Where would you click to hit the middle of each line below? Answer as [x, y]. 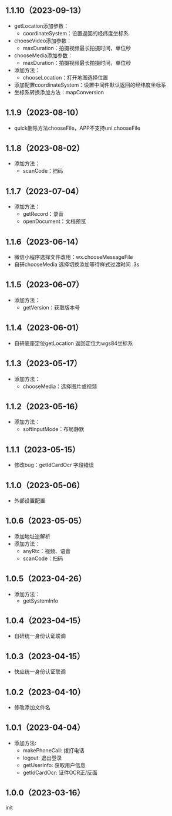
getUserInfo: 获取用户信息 [54, 765]
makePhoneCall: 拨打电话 [53, 750]
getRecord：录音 [43, 214]
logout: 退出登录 [42, 758]
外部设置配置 [29, 501]
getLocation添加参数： [41, 26]
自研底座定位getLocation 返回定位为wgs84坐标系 [73, 343]
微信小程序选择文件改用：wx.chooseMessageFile [73, 257]
